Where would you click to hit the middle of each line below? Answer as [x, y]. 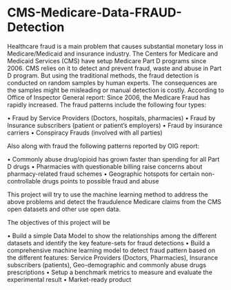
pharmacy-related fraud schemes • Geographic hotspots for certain [103, 174]
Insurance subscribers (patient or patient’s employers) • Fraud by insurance [115, 125]
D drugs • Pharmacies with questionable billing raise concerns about [105, 166]
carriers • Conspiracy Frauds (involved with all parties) [85, 133]
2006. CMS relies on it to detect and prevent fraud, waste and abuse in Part [114, 68]
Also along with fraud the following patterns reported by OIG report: [103, 146]
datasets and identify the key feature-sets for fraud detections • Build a [109, 243]
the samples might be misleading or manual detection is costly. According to [115, 90]
